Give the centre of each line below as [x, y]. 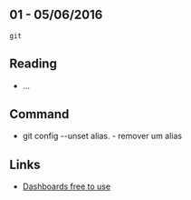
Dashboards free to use [67, 186]
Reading [33, 64]
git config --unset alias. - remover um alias [102, 136]
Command [39, 114]
